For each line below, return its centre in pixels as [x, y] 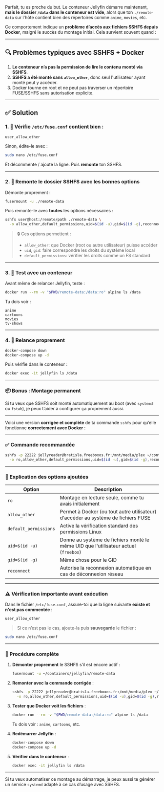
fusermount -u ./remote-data [35, 201]
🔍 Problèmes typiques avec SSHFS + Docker [75, 53]
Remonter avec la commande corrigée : [53, 683]
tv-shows [14, 324]
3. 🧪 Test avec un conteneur [39, 273]
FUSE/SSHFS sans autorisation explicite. [53, 93]
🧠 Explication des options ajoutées [47, 477]
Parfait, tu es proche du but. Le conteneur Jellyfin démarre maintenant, [76, 7]
